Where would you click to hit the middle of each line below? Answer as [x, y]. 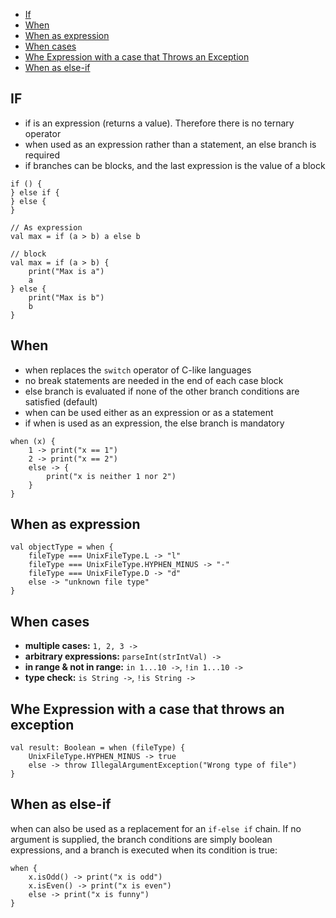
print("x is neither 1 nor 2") [111, 476]
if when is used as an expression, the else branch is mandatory [154, 423]
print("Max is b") [66, 297]
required [42, 155]
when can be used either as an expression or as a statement [149, 412]
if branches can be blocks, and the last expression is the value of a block [175, 165]
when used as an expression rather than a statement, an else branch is [170, 144]
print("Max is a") [66, 271]
